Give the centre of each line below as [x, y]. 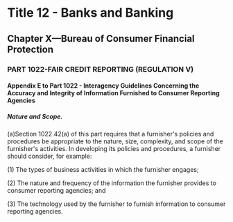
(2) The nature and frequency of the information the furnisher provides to [112, 183]
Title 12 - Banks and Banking [90, 13]
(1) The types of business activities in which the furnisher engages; [103, 170]
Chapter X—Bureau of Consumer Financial [101, 39]
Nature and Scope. [35, 116]
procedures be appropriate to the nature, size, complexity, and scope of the [115, 141]
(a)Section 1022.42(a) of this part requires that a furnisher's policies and [111, 134]
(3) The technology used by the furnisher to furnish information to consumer [116, 204]
